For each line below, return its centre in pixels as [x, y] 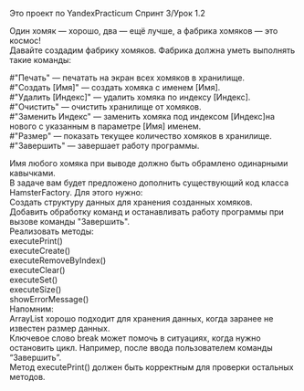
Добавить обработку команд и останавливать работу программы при [147, 212]
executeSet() [34, 280]
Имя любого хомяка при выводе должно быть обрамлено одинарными [149, 163]
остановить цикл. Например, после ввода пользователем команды [141, 348]
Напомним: [31, 309]
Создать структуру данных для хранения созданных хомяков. [131, 202]
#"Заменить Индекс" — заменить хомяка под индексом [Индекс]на [142, 116]
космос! [25, 41]
